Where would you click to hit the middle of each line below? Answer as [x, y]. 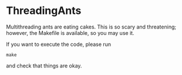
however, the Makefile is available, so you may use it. [70, 33]
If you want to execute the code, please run [59, 44]
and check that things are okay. [44, 66]
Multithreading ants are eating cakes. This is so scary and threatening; [91, 27]
